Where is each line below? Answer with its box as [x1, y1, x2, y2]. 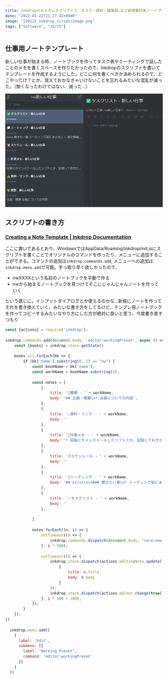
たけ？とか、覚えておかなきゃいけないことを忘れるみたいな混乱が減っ [18, 77, 162, 83]
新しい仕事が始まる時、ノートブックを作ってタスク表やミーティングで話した [5, 58, 162, 64]
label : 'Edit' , [18, 638, 50, 643]
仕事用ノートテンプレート [5, 44, 84, 52]
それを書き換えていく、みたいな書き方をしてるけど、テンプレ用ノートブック [5, 304, 162, 310]
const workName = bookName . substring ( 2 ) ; [31, 369, 120, 374]
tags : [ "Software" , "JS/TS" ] [5, 24, 66, 29]
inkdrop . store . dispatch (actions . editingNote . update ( [49, 559, 162, 564]
